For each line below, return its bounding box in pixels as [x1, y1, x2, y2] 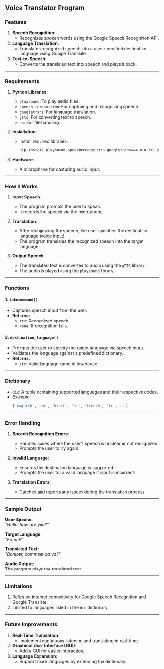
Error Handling [5, 420, 41, 426]
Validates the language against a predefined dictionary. [12, 350, 123, 356]
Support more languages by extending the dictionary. [19, 658, 127, 664]
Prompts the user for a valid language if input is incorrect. [19, 470, 136, 475]
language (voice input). [19, 233, 66, 239]
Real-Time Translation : [12, 632, 60, 638]
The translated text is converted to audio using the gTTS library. [19, 262, 146, 269]
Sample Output [5, 505, 41, 512]
